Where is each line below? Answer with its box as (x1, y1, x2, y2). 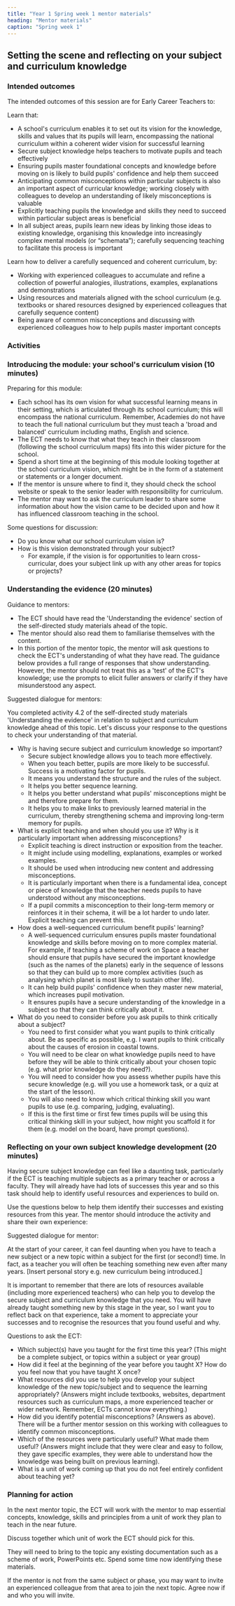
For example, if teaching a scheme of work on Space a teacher (27, 945, 209, 954)
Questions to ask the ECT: (7, 1332, 83, 1340)
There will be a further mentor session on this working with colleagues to (17, 1419, 229, 1428)
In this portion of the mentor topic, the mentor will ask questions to (17, 644, 210, 652)
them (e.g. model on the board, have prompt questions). (27, 1124, 190, 1133)
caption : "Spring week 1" (7, 23, 83, 30)
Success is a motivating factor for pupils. (27, 766, 146, 775)
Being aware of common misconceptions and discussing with (17, 316, 195, 324)
